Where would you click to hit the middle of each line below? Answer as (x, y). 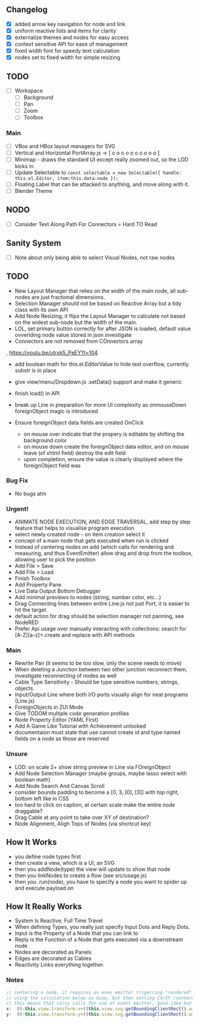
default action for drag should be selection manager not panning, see (99, 616)
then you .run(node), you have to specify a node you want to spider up (101, 882)
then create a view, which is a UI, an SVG (65, 863)
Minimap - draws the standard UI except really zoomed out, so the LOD (101, 159)
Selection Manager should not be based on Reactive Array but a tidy (98, 303)
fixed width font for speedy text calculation (67, 51)
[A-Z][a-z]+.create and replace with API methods (75, 635)
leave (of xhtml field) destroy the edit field (75, 453)
